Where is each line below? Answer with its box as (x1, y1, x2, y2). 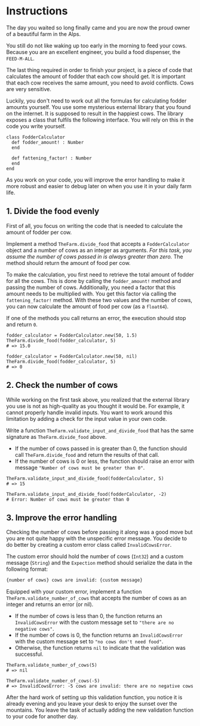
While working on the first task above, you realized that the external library (6, 396, 190, 403)
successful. (14, 650, 44, 658)
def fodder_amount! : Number (11, 139, 84, 145)
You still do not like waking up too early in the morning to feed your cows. (6, 42, 187, 49)
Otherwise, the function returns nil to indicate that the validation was (14, 644, 186, 652)
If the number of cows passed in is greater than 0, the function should (14, 445, 187, 452)
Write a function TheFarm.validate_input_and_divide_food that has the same (6, 427, 194, 434)
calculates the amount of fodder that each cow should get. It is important (6, 73, 186, 80)
